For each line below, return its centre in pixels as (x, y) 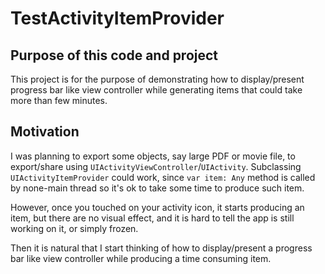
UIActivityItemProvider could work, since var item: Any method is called (163, 177)
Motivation (45, 132)
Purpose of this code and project (114, 55)
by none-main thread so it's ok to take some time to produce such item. (157, 188)
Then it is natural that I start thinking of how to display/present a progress (161, 248)
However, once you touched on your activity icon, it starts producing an (157, 207)
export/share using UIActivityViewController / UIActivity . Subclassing (156, 166)
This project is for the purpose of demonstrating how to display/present (157, 79)
